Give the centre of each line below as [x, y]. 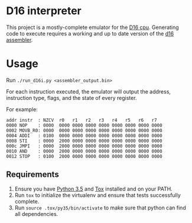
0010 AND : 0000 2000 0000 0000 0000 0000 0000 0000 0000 [84, 151]
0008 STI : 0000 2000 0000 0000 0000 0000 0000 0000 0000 [84, 141]
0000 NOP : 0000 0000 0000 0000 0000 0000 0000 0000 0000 [84, 125]
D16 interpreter [44, 11]
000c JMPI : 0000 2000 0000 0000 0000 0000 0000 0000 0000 [84, 146]
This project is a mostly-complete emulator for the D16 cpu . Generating [92, 27]
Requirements [32, 175]
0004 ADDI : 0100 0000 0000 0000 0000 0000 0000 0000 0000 [84, 135]
